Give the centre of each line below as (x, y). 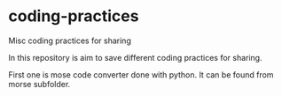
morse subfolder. (39, 84)
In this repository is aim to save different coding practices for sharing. (135, 57)
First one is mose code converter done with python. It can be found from (141, 74)
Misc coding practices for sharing (70, 41)
